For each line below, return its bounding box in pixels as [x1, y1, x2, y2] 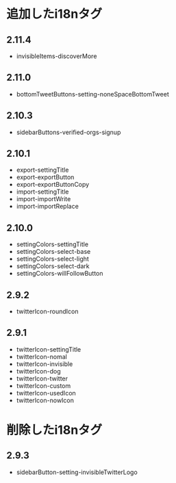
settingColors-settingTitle [16, 240, 89, 248]
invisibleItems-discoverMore [16, 52, 97, 60]
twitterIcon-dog [16, 367, 61, 375]
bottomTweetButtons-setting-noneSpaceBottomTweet [16, 90, 169, 98]
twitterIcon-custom [16, 381, 71, 390]
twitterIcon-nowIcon [16, 396, 75, 404]
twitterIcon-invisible [16, 360, 73, 368]
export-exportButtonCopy [16, 181, 90, 189]
